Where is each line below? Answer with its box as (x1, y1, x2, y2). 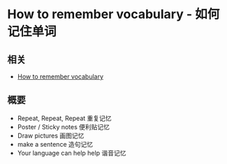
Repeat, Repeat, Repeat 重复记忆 (17, 114, 112, 122)
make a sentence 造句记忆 (17, 140, 93, 148)
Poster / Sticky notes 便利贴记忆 (17, 122, 110, 131)
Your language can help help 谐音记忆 (17, 149, 126, 157)
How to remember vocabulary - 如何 (7, 6, 220, 22)
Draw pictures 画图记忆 (17, 131, 85, 140)
